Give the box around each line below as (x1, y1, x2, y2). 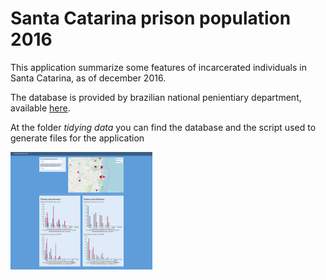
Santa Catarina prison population (10, 7, 292, 30)
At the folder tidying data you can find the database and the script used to (10, 121, 317, 133)
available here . (10, 102, 71, 114)
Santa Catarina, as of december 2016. (10, 72, 167, 84)
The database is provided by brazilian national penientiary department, (10, 91, 302, 103)
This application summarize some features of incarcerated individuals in (10, 61, 307, 73)
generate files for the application (10, 132, 145, 144)
